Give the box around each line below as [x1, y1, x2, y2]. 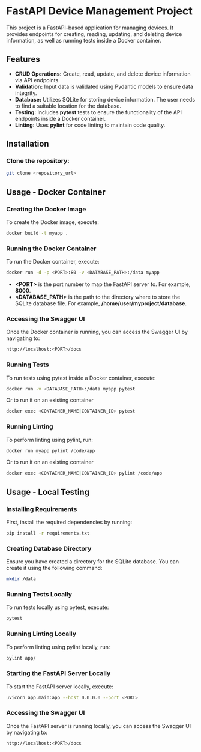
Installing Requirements [6, 505, 77, 513]
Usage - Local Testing [6, 487, 90, 497]
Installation [6, 139, 49, 149]
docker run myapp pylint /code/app [6, 447, 95, 454]
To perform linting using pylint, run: [6, 436, 93, 443]
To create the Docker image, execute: [6, 219, 99, 226]
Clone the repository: [6, 157, 70, 165]
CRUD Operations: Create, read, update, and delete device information [14, 70, 191, 77]
